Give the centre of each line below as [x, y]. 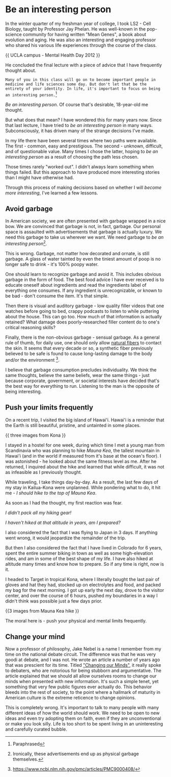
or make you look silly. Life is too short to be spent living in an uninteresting [84, 724]
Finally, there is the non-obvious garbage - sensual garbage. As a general [82, 337]
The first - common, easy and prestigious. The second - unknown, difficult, [84, 146]
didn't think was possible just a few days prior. [54, 601]
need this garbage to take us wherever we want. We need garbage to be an [84, 237]
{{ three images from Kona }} [36, 435]
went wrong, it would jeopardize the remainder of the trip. [66, 538]
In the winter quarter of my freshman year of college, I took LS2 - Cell [78, 23]
